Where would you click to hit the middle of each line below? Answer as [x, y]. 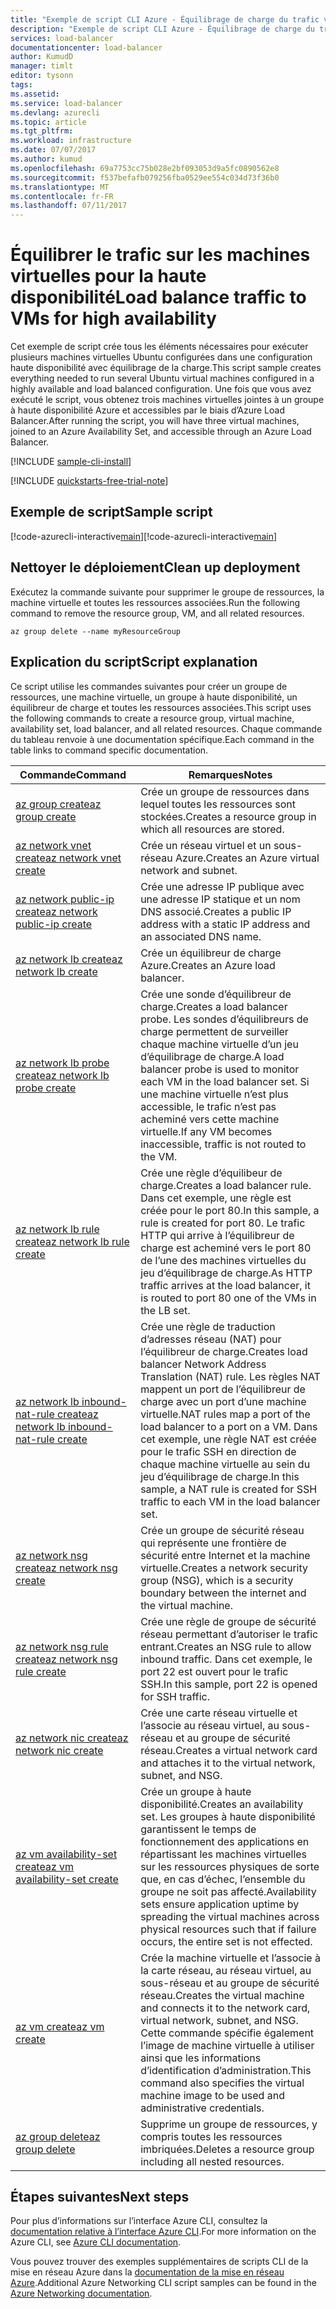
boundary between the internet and [223, 1593]
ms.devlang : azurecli [55, 112]
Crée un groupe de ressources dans [225, 791]
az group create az [58, 804]
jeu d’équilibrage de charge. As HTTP [226, 1273]
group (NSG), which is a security [217, 1580]
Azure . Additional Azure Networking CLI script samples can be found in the [164, 2283]
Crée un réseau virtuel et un [206, 845]
